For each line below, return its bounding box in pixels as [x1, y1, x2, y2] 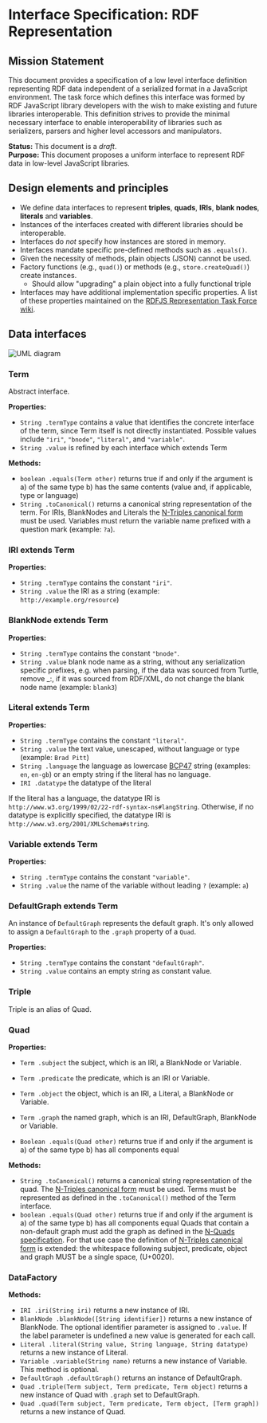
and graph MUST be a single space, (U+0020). [19, 1252, 175, 1261]
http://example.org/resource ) [19, 595, 120, 605]
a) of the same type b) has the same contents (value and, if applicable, [19, 482, 253, 492]
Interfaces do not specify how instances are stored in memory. [19, 237, 226, 246]
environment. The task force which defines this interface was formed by [8, 92, 245, 101]
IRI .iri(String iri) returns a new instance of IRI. [19, 1305, 190, 1315]
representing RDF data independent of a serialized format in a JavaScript [8, 84, 249, 93]
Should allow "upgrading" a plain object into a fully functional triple [31, 279, 252, 288]
